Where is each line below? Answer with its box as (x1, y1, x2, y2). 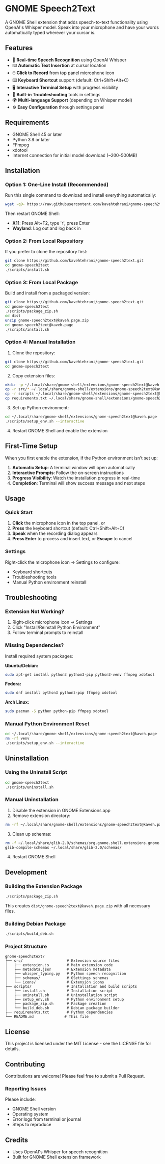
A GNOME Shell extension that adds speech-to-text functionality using (5, 19, 148, 25)
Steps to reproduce (12, 1122, 52, 1128)
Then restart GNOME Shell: (5, 211, 60, 216)
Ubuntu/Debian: (5, 662, 38, 668)
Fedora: (5, 681, 21, 687)
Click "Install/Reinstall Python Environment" (12, 624, 101, 631)
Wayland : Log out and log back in (12, 225, 81, 231)
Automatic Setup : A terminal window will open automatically (12, 464, 135, 470)
